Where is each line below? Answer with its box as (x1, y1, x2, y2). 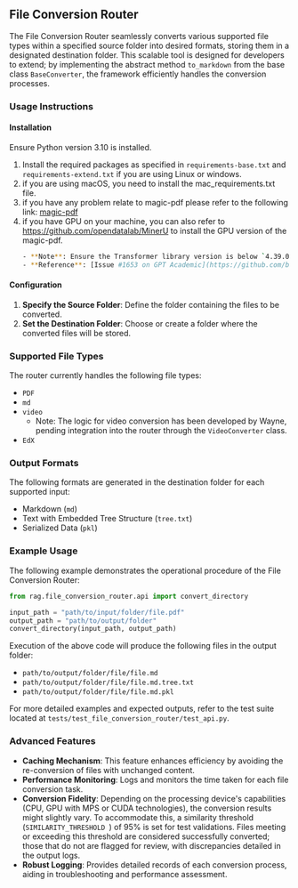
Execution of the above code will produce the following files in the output (9, 641, 278, 651)
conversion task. (21, 783, 84, 795)
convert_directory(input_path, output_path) (9, 625, 177, 634)
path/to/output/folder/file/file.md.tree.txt (21, 678, 194, 688)
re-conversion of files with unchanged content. (21, 764, 196, 775)
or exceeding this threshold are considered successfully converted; (21, 831, 270, 842)
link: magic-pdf (21, 206, 78, 217)
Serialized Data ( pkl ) (21, 522, 98, 533)
